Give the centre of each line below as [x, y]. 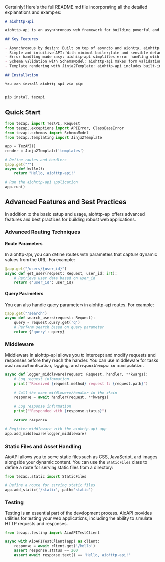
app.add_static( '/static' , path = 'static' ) [49, 490]
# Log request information [41, 379]
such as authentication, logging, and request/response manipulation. [74, 365]
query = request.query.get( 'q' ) [47, 323]
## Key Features [22, 39]
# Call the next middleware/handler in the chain [66, 393]
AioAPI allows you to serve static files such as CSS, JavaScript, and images [81, 457]
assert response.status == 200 [46, 550]
